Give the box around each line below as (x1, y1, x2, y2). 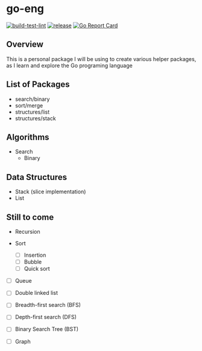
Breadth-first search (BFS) (14, 301, 81, 309)
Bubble (24, 259, 42, 266)
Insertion (24, 251, 46, 259)
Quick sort (24, 265, 50, 272)
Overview (6, 39, 44, 50)
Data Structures (6, 172, 68, 182)
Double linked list (14, 289, 58, 297)
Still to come (6, 212, 54, 222)
